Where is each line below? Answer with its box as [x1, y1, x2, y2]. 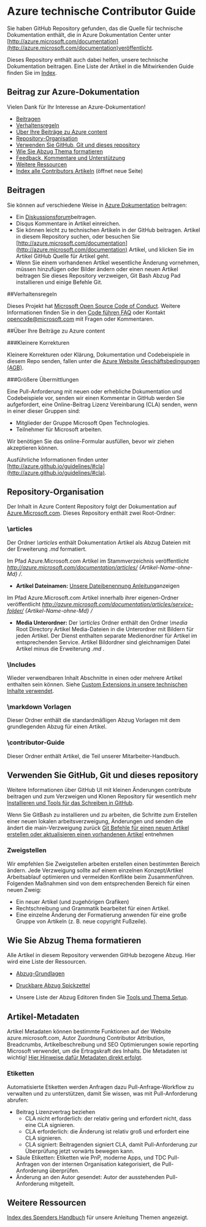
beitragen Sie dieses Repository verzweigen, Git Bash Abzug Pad [15, 272, 181, 279]
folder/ [7, 607, 24, 614]
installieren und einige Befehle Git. [15, 278, 103, 286]
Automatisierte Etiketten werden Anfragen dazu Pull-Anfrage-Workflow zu [7, 1083, 194, 1090]
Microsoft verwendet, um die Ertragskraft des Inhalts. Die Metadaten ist [7, 1047, 188, 1055]
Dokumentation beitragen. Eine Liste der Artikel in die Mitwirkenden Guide [7, 63, 194, 70]
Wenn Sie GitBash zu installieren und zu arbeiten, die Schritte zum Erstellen [7, 811, 198, 818]
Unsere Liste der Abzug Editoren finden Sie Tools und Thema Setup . [15, 994, 189, 1001]
